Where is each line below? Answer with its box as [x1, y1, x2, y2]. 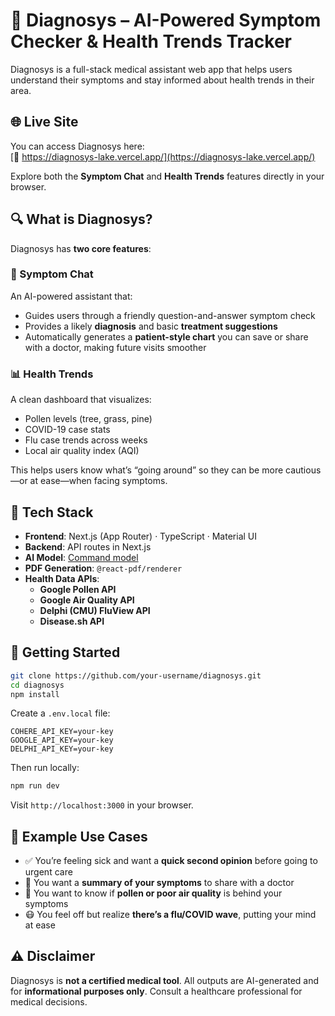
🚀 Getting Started [10, 644, 121, 661]
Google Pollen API [39, 583, 117, 595]
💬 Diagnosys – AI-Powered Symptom [10, 9, 322, 32]
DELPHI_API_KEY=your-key [10, 744, 114, 754]
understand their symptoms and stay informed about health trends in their [10, 74, 315, 86]
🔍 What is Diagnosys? [10, 211, 153, 228]
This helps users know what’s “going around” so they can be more [10, 464, 284, 476]
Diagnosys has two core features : [10, 242, 152, 254]
